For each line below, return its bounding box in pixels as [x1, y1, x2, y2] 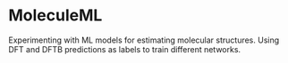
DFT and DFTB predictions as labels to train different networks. [8, 43, 241, 54]
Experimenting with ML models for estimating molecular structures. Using [8, 35, 280, 45]
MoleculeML [8, 5, 103, 26]
